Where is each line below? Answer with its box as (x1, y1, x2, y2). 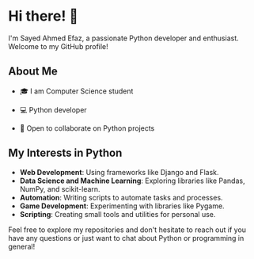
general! (8, 242, 36, 251)
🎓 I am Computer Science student (19, 86, 134, 96)
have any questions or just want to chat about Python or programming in (8, 233, 245, 242)
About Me (8, 65, 58, 78)
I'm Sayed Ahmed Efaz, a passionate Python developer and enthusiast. (8, 33, 239, 43)
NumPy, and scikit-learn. (19, 184, 100, 193)
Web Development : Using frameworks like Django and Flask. (19, 167, 219, 177)
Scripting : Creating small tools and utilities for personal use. (19, 209, 216, 219)
